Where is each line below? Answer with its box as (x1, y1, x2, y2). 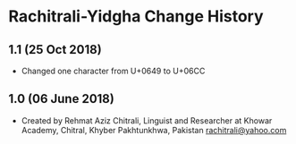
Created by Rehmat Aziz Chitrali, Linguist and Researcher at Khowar (21, 114, 273, 126)
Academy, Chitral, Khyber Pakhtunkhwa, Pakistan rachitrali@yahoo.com (21, 124, 287, 135)
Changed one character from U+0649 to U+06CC (21, 65, 206, 76)
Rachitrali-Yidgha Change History (8, 6, 265, 27)
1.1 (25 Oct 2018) (8, 42, 102, 57)
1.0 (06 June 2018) (8, 91, 115, 106)
